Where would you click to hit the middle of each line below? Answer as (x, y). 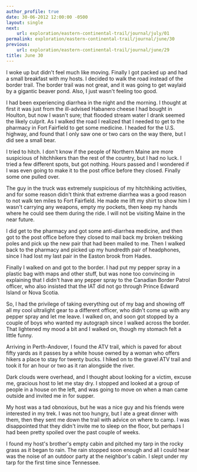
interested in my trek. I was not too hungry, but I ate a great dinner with (92, 413)
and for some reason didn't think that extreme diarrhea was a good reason (96, 194)
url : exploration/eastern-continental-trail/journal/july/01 (93, 34)
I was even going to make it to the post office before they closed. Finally (93, 170)
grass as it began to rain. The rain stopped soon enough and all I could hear (98, 450)
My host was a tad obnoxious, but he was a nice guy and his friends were (95, 407)
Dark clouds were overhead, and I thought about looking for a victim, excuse (99, 377)
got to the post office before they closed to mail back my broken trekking (95, 237)
